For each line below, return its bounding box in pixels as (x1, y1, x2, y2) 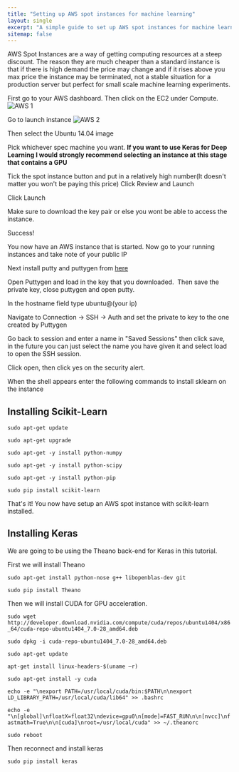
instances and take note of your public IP (7, 250, 127, 259)
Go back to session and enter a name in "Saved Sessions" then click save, (7, 335, 225, 343)
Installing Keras (7, 527, 78, 539)
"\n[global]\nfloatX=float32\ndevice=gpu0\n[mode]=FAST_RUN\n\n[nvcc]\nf (7, 713, 231, 720)
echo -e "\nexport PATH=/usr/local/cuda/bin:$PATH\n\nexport (7, 688, 193, 695)
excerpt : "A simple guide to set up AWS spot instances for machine (7, 24, 215, 31)
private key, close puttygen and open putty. (7, 285, 135, 294)
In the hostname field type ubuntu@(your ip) (7, 299, 137, 308)
